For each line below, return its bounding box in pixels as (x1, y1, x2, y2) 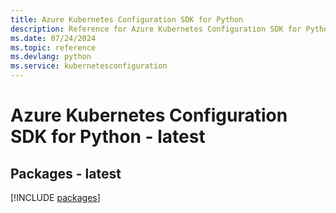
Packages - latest (10, 165, 122, 182)
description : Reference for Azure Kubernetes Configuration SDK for (10, 24, 302, 34)
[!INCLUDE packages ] (10, 192, 101, 203)
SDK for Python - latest (10, 126, 206, 148)
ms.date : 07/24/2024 (10, 33, 97, 43)
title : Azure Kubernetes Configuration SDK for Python (10, 14, 244, 25)
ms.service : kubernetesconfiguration (10, 61, 168, 71)
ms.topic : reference (10, 42, 97, 53)
